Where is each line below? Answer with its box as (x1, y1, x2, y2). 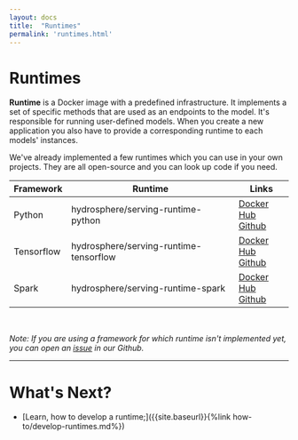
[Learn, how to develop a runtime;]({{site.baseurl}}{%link (21, 412, 231, 422)
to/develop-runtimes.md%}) (21, 421, 125, 432)
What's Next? (9, 382, 113, 403)
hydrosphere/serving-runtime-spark (70, 282, 226, 294)
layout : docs (9, 12, 58, 22)
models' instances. (9, 135, 78, 146)
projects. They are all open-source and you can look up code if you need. (9, 162, 278, 172)
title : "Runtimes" (9, 21, 82, 30)
